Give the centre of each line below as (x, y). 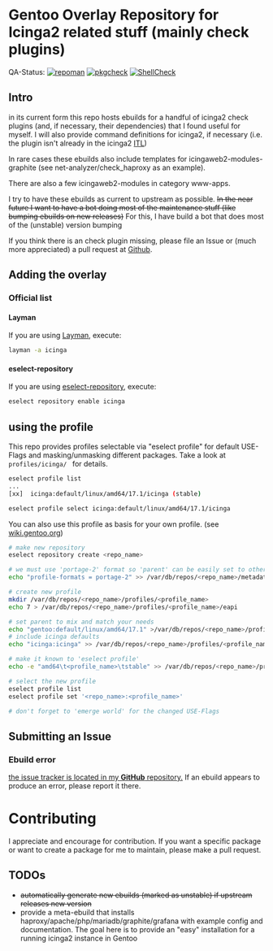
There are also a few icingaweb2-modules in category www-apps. (119, 183)
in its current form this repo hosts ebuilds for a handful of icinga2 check (129, 117)
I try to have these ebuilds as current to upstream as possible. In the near (131, 199)
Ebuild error (32, 759)
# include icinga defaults (54, 637)
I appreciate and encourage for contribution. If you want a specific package (135, 841)
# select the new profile (52, 681)
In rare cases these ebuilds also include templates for (98, 158)
